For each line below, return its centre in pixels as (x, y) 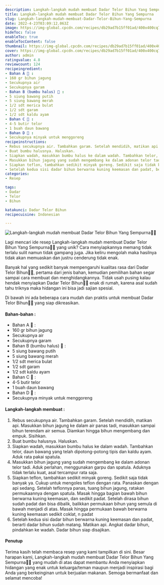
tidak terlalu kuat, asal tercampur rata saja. (55, 472)
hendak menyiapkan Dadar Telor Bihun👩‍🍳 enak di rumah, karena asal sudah (81, 283)
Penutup (14, 541)
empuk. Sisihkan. (30, 436)
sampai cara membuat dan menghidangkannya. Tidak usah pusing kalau (78, 278)
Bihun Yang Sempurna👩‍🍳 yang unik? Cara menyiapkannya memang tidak (79, 247)
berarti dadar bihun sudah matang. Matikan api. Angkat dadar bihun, (81, 524)
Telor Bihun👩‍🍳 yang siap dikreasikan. (42, 303)
